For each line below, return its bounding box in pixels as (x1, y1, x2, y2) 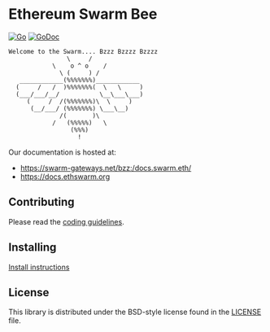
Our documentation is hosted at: (8, 147, 116, 157)
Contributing (8, 195, 75, 209)
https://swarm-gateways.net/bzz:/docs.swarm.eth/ (20, 163, 192, 173)
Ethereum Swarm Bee (8, 5, 158, 24)
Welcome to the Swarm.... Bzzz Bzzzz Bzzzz (8, 47, 159, 55)
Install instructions (8, 262, 70, 272)
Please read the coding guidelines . (8, 216, 124, 226)
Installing (8, 241, 57, 255)
